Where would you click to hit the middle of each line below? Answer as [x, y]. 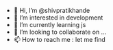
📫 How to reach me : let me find [60, 40]
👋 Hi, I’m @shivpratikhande [52, 10]
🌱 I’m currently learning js [50, 25]
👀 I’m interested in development [58, 18]
